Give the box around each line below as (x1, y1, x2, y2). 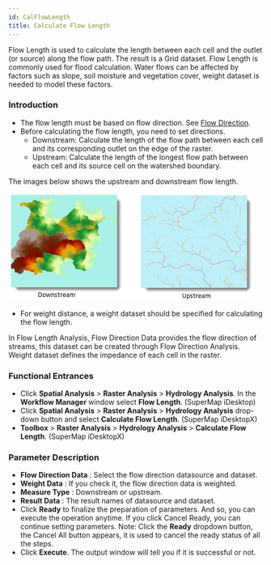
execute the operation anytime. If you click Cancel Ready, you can (19, 513, 241, 523)
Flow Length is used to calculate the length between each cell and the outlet (8, 45, 263, 54)
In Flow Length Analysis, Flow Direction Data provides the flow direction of (8, 333, 257, 342)
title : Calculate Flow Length (8, 21, 111, 30)
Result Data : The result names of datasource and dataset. (19, 496, 216, 506)
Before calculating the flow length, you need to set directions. (19, 126, 226, 136)
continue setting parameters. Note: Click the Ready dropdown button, (19, 522, 253, 532)
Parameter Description (8, 452, 100, 463)
